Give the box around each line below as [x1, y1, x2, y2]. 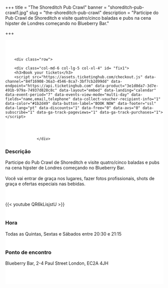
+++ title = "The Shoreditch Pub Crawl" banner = [5, 5, 107, 10]
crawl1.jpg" [5, 10, 29, 16]
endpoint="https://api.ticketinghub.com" [5, 83, 94, 88]
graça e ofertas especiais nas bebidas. [5, 181, 86, 187]
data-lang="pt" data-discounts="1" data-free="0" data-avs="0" [5, 105, 141, 110]
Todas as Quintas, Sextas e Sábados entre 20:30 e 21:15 [5, 231, 122, 237]
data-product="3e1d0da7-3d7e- [95, 83, 158, 88]
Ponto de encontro [5, 249, 52, 256]
